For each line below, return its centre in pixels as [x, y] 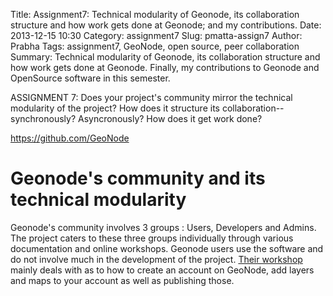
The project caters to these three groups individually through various [152, 238]
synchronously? [43, 118]
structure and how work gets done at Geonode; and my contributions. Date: [166, 25]
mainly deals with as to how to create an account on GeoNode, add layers [162, 270]
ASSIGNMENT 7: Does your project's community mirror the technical [151, 97]
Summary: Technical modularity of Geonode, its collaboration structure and [165, 57]
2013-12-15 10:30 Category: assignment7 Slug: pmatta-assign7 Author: [156, 35]
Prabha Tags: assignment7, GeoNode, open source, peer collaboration [155, 46]
